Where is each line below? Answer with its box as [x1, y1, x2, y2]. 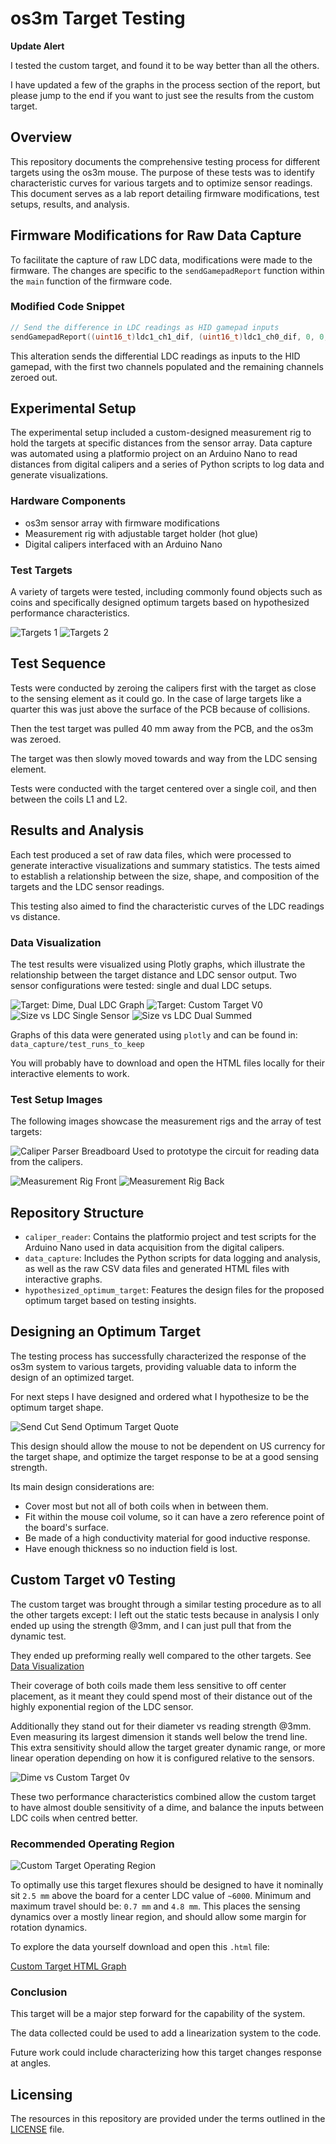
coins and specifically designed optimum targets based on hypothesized [10, 597, 310, 609]
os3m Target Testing [10, 7, 186, 30]
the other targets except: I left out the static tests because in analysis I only [10, 1608, 320, 1621]
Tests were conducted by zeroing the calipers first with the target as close [10, 682, 317, 694]
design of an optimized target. [10, 1371, 135, 1383]
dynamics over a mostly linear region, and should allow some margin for [10, 1910, 307, 1922]
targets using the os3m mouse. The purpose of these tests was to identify [10, 166, 315, 178]
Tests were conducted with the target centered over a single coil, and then [10, 782, 317, 794]
